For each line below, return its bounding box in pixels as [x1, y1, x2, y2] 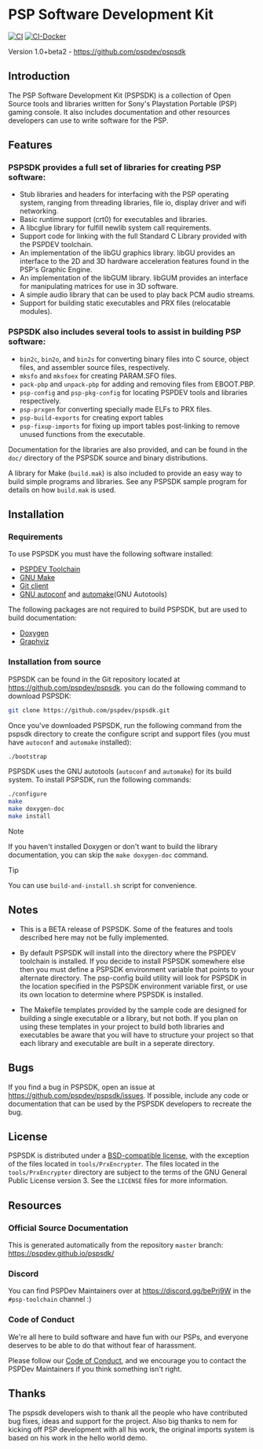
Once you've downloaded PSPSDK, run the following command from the [8, 720, 242, 730]
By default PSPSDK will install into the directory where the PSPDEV [19, 948, 236, 957]
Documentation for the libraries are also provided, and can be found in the [8, 445, 248, 454]
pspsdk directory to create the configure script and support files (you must [8, 729, 250, 738]
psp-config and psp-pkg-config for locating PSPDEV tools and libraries [19, 387, 248, 397]
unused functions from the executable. [19, 429, 145, 438]
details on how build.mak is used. [8, 485, 116, 494]
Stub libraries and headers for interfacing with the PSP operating [19, 190, 229, 199]
